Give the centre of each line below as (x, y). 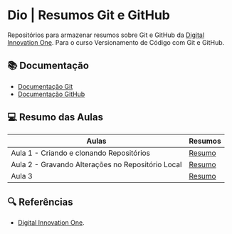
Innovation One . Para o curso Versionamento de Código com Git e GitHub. (116, 42)
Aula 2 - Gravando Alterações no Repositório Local (96, 164)
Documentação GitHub (51, 94)
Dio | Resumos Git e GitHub (89, 15)
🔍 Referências (40, 202)
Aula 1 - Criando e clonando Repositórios (81, 153)
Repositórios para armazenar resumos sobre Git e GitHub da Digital (106, 35)
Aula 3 (22, 176)
